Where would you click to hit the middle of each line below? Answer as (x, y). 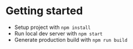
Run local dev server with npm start (58, 33)
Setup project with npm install (52, 27)
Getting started (44, 11)
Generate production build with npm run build (71, 40)
